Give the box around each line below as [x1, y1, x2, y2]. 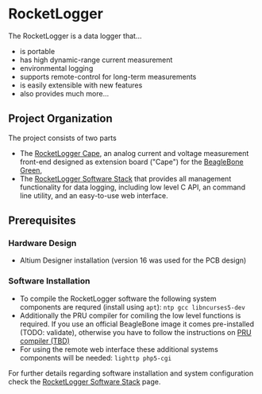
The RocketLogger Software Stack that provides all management [19, 174, 232, 183]
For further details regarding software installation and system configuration [8, 368, 254, 378]
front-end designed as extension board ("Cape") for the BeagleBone [19, 157, 244, 166]
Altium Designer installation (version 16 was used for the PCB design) [19, 256, 247, 265]
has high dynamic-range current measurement [19, 55, 173, 64]
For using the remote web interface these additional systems [19, 344, 218, 354]
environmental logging [19, 63, 94, 72]
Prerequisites [8, 214, 76, 228]
